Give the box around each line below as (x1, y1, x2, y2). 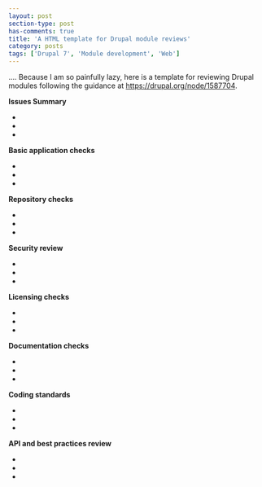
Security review (8, 243, 63, 252)
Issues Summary (8, 97, 67, 106)
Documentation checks (8, 341, 90, 350)
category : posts (8, 42, 63, 50)
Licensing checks (8, 292, 70, 301)
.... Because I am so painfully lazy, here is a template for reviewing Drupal (8, 72, 255, 81)
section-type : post (8, 20, 75, 28)
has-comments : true (8, 27, 75, 35)
